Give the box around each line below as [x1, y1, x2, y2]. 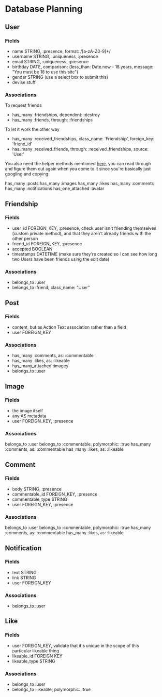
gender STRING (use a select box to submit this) [12, 74, 108, 80]
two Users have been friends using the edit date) [12, 256, 110, 262]
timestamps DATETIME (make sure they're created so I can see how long [12, 251, 158, 257]
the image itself [12, 408, 43, 413]
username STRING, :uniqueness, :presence [12, 53, 98, 59]
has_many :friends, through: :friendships [12, 117, 93, 123]
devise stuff [12, 79, 36, 85]
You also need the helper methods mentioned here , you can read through [5, 161, 151, 167]
